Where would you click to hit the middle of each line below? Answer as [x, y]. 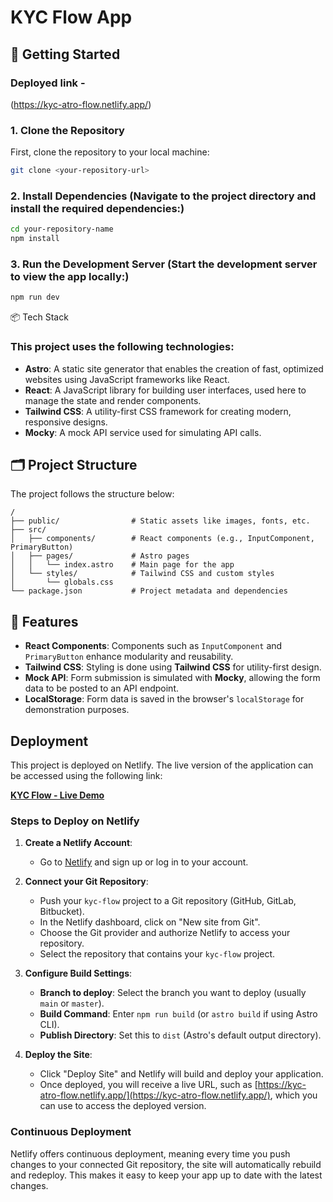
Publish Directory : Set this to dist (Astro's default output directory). [180, 1035]
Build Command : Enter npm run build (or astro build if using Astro [178, 1014]
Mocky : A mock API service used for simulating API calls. [143, 432]
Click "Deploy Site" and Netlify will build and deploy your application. [181, 1074]
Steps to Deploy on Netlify [75, 821]
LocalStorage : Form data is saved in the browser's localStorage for [164, 699]
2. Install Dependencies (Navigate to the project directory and [163, 196]
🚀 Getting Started [65, 54]
